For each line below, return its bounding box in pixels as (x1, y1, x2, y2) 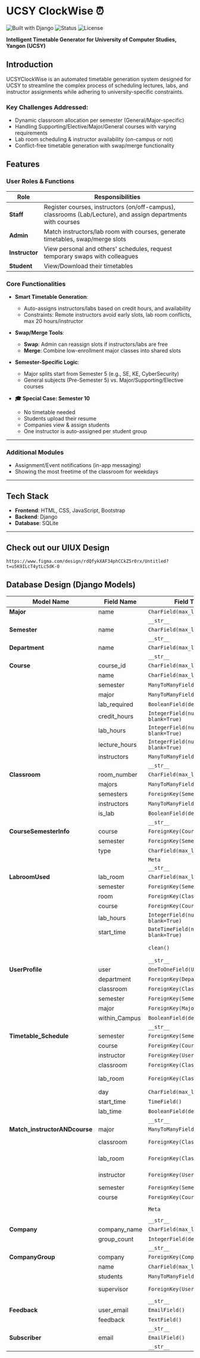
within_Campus (98, 1014, 141, 1022)
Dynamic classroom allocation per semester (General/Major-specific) (14, 117, 185, 124)
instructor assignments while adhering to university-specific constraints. (6, 88, 184, 95)
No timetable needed (23, 409, 76, 416)
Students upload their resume (23, 415, 97, 422)
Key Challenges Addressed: (6, 103, 89, 111)
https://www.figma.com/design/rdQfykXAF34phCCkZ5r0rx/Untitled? (6, 558, 169, 564)
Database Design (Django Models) (6, 580, 136, 590)
